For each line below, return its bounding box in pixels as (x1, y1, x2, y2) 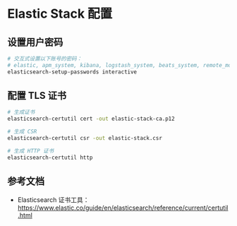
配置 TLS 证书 (7, 90, 67, 102)
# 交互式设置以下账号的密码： (7, 55, 83, 62)
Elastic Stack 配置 (7, 6, 113, 22)
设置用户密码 (7, 36, 63, 48)
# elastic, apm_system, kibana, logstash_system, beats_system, (7, 61, 200, 69)
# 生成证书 (7, 109, 35, 116)
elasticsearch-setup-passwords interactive (7, 68, 138, 76)
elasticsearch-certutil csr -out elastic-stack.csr (7, 135, 162, 142)
